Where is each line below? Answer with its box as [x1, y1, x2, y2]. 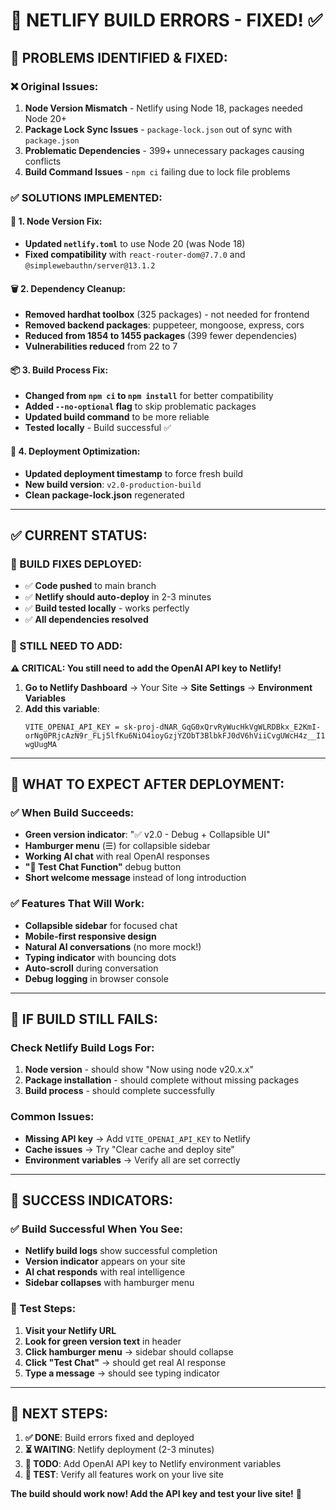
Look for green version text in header [24, 1335, 182, 1347]
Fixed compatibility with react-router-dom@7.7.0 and [24, 249, 246, 260]
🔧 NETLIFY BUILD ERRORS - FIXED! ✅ [10, 9, 323, 32]
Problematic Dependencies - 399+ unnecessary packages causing [24, 144, 305, 156]
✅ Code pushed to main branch [24, 580, 157, 592]
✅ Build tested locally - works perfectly [24, 602, 190, 614]
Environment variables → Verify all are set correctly [24, 1154, 241, 1166]
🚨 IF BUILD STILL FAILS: [10, 1010, 158, 1028]
